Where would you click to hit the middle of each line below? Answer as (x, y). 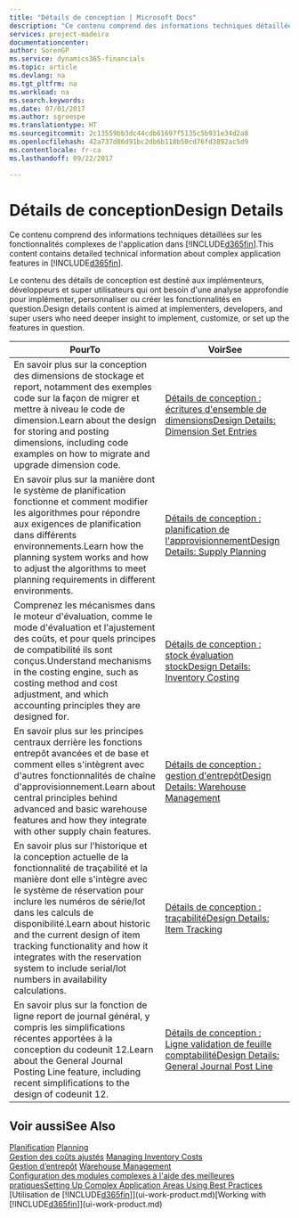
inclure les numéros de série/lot (80, 902)
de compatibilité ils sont (63, 650)
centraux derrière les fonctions (78, 742)
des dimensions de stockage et (79, 376)
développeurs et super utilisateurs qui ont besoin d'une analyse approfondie (149, 290)
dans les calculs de (54, 912)
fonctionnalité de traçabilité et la (81, 868)
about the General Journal (68, 1061)
